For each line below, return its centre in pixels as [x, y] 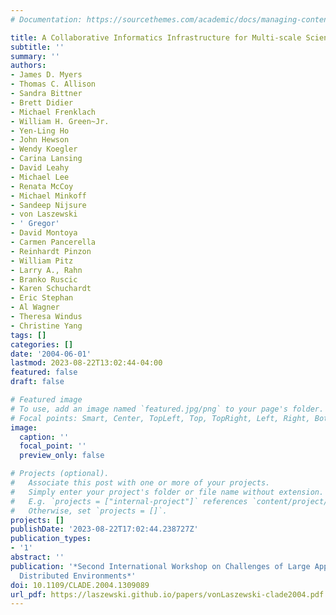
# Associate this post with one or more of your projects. [140, 483]
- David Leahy [40, 168]
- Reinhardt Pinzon [51, 251]
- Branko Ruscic [44, 279]
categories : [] [42, 344]
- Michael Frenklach [53, 112]
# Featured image [46, 400]
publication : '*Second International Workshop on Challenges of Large [160, 566]
